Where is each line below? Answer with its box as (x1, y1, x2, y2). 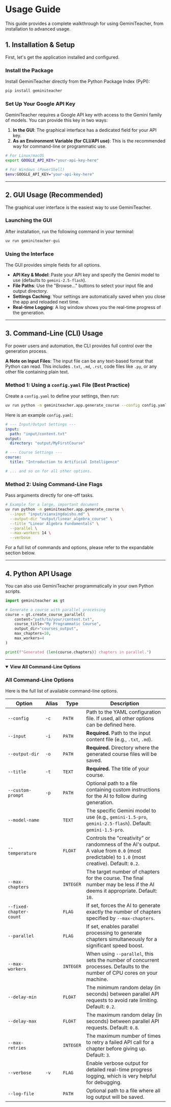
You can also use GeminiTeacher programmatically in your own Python (5, 583, 154, 589)
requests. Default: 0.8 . (86, 1024, 139, 1031)
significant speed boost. (86, 942, 144, 949)
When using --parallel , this (86, 950, 154, 957)
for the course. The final (86, 874, 144, 882)
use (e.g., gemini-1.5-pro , (86, 813, 148, 820)
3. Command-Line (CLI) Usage (5, 329, 103, 338)
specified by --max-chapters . (86, 915, 155, 922)
